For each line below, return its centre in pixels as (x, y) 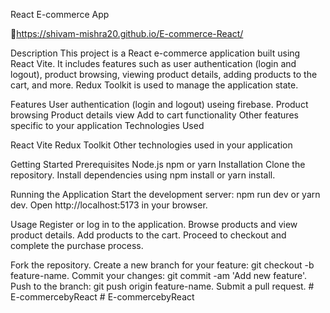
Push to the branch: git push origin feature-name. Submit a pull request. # (162, 286)
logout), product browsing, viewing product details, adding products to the (164, 74)
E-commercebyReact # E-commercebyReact (102, 297)
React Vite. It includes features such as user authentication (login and (153, 63)
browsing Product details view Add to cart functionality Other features (154, 115)
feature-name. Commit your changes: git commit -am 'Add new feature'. (159, 275)
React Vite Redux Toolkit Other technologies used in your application (151, 145)
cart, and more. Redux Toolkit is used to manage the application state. (154, 85)
